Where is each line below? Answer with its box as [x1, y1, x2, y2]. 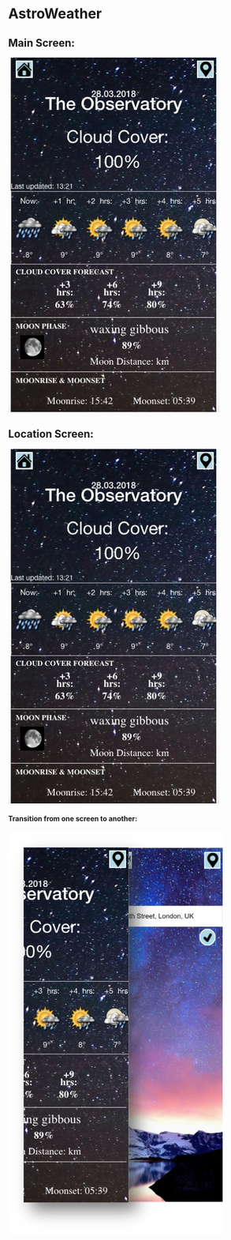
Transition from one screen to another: [8, 814, 138, 824]
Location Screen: [8, 427, 95, 441]
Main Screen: [8, 36, 75, 50]
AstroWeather [8, 5, 102, 23]
